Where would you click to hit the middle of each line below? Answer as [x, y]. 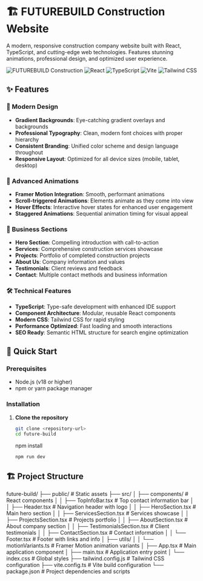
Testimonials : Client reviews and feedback [69, 269]
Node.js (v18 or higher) [44, 382]
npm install [29, 446]
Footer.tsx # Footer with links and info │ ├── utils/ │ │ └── [80, 539]
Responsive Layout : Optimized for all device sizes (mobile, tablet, [97, 159]
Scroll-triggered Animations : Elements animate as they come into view [104, 201]
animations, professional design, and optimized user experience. [87, 58]
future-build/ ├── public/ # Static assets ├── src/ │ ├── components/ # [98, 494]
